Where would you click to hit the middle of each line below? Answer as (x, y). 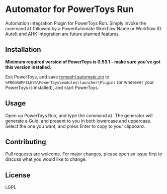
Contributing (26, 142)
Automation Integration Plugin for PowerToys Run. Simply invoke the (76, 23)
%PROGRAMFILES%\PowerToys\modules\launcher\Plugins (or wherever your (80, 82)
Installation (23, 50)
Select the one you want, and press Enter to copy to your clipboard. (75, 126)
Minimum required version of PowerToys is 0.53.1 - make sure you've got (83, 62)
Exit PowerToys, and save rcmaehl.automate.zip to (57, 77)
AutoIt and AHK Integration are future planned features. (63, 34)
